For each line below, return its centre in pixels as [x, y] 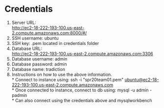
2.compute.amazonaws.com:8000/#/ [49, 33]
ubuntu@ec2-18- [142, 80]
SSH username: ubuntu [35, 38]
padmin [19, 95]
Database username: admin [39, 59]
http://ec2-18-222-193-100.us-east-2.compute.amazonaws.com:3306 [82, 54]
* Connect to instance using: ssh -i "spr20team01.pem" [68, 80]
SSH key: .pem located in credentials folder [55, 43]
